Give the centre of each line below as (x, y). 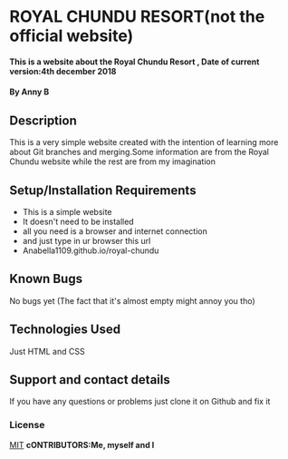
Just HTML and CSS (47, 351)
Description (43, 120)
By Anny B (29, 92)
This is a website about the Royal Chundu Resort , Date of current (134, 62)
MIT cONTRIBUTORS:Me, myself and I (82, 444)
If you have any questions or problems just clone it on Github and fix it (140, 402)
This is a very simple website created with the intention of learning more (144, 142)
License (27, 425)
